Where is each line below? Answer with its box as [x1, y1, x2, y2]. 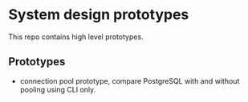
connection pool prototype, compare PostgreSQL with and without [19, 76, 240, 85]
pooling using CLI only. [19, 84, 96, 94]
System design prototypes [8, 6, 189, 24]
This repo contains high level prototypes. [8, 32, 144, 41]
